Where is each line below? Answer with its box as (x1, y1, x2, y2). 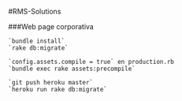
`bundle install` (8, 37, 65, 45)
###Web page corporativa (8, 22, 95, 31)
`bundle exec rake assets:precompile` (8, 65, 136, 73)
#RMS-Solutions (8, 7, 61, 16)
